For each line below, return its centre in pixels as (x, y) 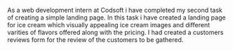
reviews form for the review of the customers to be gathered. (95, 40)
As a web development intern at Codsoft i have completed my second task (115, 10)
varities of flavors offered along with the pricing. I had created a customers (115, 32)
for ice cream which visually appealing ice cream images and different (109, 25)
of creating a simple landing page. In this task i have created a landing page (116, 17)
